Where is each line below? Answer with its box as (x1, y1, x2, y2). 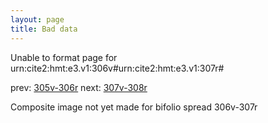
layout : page (10, 14, 65, 25)
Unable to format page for (10, 51, 118, 63)
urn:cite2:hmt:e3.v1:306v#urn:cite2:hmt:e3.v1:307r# (10, 62, 225, 74)
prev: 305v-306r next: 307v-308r (10, 81, 148, 93)
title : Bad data (10, 24, 78, 34)
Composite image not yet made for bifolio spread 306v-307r (10, 101, 258, 113)
